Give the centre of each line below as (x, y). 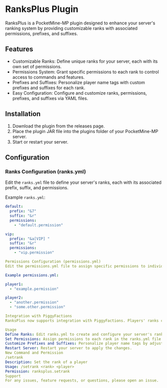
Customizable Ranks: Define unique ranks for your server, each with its (85, 61)
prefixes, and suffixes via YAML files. (50, 98)
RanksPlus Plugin (42, 9)
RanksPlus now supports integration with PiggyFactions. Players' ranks (82, 321)
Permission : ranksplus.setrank (38, 371)
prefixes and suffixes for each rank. (49, 88)
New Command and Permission (34, 353)
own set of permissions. (37, 66)
